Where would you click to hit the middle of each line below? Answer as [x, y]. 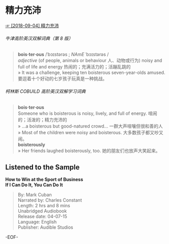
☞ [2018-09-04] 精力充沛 [32, 26]
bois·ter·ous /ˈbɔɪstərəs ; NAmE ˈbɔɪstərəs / [63, 55]
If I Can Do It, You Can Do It [34, 185]
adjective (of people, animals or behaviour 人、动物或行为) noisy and [90, 60]
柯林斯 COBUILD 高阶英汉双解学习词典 [46, 91]
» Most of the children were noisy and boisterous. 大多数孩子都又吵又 [91, 133]
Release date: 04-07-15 [43, 216]
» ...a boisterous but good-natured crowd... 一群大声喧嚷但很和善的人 [90, 126]
